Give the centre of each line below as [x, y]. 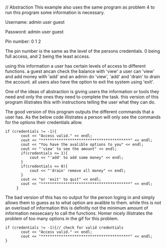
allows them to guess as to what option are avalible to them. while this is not [83, 203]
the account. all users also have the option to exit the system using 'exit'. [80, 82]
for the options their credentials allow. [44, 122]
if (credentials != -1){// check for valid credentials [64, 228]
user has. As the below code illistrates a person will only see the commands [83, 117]
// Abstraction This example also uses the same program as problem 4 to [80, 7]
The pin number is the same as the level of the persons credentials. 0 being [83, 51]
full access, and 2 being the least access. [48, 56]
